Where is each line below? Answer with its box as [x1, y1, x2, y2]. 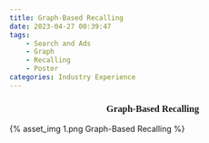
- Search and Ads [25, 38, 92, 48]
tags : [9, 30, 30, 39]
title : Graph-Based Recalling [9, 13, 124, 23]
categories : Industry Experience [9, 73, 136, 82]
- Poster [25, 65, 59, 74]
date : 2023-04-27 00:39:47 [9, 22, 112, 31]
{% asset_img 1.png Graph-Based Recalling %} [9, 124, 185, 135]
